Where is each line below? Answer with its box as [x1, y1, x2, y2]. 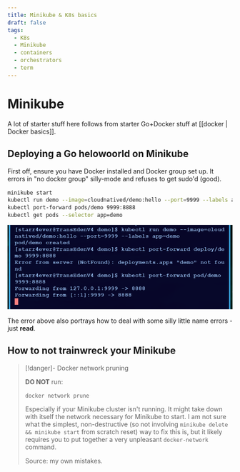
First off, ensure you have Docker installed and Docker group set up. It [7, 166, 214, 175]
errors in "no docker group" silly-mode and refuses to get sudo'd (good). [7, 174, 222, 183]
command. [24, 443, 57, 451]
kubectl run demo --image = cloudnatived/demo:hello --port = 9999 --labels [7, 196, 229, 204]
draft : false [7, 19, 46, 26]
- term [14, 64, 34, 71]
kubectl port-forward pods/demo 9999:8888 [7, 204, 136, 211]
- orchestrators [14, 57, 62, 64]
